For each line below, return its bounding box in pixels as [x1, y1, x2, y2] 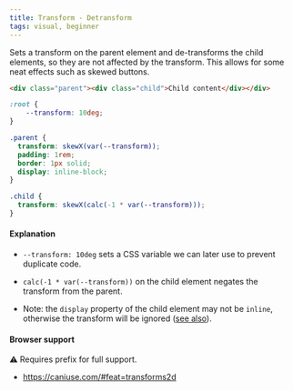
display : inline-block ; [17, 167, 107, 176]
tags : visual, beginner [9, 22, 100, 31]
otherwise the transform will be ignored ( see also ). [22, 313, 212, 324]
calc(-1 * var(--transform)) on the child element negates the [22, 276, 258, 287]
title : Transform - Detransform [9, 13, 132, 23]
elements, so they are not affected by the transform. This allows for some [9, 56, 285, 67]
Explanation [9, 228, 56, 239]
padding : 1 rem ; [17, 150, 76, 159]
